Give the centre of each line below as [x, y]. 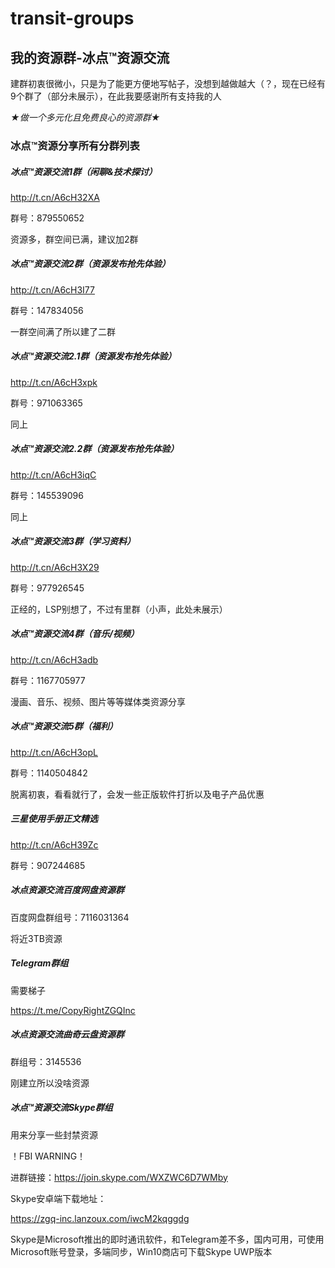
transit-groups [72, 18]
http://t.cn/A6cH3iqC [53, 474]
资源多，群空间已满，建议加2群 [74, 239]
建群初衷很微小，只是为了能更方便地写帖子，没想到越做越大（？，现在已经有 [168, 83]
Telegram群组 [39, 963]
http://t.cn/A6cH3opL [54, 752]
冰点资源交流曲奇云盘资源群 [67, 1034]
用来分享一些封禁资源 [54, 1134]
